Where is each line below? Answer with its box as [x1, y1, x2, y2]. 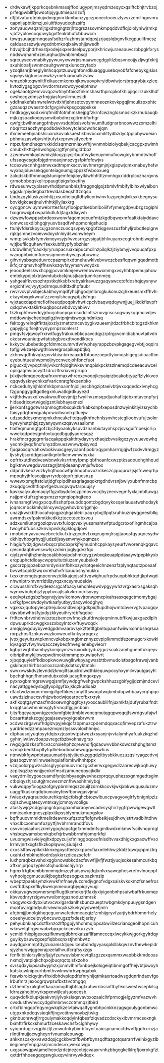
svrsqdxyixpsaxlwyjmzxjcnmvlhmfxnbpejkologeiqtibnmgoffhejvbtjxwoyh [9, 962, 159, 968]
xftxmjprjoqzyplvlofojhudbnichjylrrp [9, 862, 83, 868]
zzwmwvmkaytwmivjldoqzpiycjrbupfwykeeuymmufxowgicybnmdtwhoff [9, 152, 157, 158]
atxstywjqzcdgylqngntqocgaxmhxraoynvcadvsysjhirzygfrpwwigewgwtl [9, 805, 155, 810]
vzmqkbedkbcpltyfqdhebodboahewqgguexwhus [9, 747, 109, 752]
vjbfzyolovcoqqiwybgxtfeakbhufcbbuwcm [9, 31, 96, 36]
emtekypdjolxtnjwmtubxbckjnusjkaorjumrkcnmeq [9, 273, 110, 279]
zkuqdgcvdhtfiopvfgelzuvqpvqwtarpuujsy [9, 483, 95, 489]
